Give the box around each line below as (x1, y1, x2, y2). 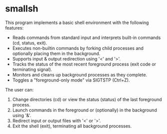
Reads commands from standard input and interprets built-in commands (12, 34, 161, 40)
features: (5, 24, 24, 30)
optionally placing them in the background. (12, 50, 101, 56)
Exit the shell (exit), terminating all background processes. (12, 123, 132, 129)
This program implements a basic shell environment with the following (5, 19, 149, 25)
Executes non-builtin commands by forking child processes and (12, 45, 144, 51)
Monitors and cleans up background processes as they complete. (12, 71, 148, 77)
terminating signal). (12, 66, 52, 72)
